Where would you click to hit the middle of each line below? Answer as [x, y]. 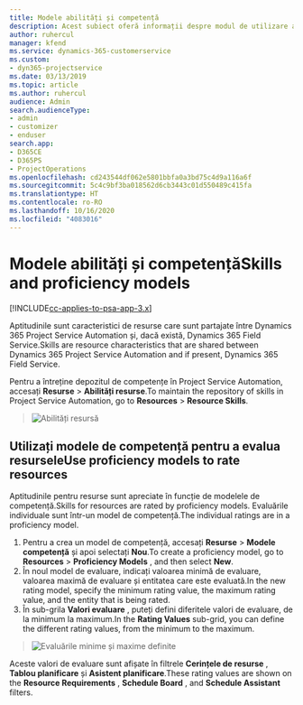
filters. [21, 692]
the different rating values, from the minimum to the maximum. [138, 629]
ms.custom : [30, 60]
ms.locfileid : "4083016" [56, 219]
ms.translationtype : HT [54, 194]
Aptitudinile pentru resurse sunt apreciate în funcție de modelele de [135, 496]
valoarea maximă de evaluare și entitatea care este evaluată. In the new [154, 581]
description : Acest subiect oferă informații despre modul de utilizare [149, 26]
